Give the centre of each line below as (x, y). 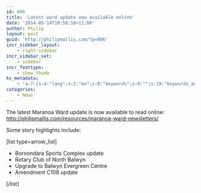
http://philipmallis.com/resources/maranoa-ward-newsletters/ (83, 118)
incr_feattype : (25, 67)
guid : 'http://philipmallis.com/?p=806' (57, 39)
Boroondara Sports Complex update (59, 153)
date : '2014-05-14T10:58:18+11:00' (51, 23)
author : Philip (25, 28)
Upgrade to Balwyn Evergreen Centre (61, 166)
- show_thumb (33, 73)
